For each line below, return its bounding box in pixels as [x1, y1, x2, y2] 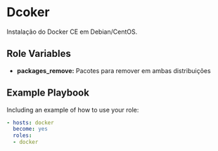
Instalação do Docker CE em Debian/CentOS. [6, 27, 138, 36]
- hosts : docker [6, 119, 54, 126]
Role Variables [6, 48, 71, 60]
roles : [13, 132, 32, 139]
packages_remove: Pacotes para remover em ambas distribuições [16, 66, 212, 74]
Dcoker [6, 4, 50, 20]
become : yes [13, 126, 49, 133]
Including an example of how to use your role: [6, 105, 139, 114]
